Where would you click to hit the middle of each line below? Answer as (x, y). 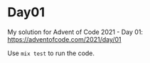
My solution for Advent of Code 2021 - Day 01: (75, 32)
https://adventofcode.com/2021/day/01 (65, 39)
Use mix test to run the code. (51, 53)
